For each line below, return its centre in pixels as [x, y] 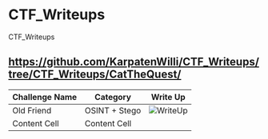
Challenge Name [45, 97]
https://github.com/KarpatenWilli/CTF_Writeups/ [134, 62]
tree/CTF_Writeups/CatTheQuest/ [95, 75]
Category [113, 97]
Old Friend [32, 110]
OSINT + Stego [113, 110]
